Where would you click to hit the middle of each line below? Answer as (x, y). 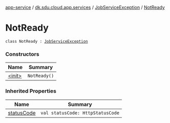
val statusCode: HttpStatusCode (80, 113)
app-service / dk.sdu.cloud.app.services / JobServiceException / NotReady (85, 7)
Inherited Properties (31, 91)
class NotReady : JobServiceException (47, 41)
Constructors (22, 54)
